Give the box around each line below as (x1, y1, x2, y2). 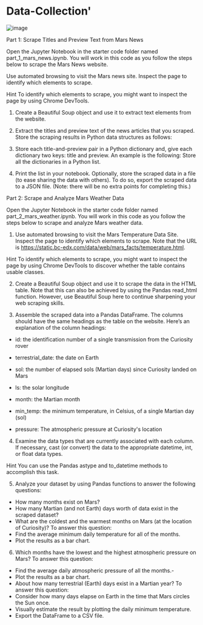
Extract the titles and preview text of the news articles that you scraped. (15, 127, 195, 134)
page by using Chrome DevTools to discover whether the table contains (6, 262, 185, 269)
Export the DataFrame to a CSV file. (15, 612, 104, 619)
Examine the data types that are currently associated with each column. (15, 437, 195, 444)
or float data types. (15, 450, 63, 457)
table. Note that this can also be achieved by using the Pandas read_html (15, 286, 198, 293)
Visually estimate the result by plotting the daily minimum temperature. (15, 605, 191, 613)
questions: (15, 486, 42, 493)
